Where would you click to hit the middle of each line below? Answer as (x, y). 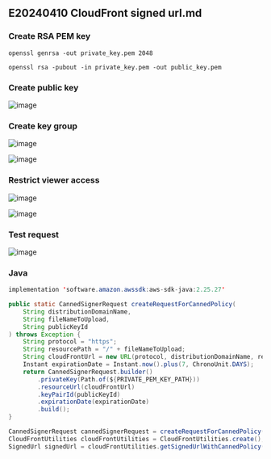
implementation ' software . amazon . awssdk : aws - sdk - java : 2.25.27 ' (117, 290)
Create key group (43, 126)
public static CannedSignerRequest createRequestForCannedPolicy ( (122, 305)
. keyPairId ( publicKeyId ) (79, 394)
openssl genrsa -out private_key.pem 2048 (81, 53)
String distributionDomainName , (77, 312)
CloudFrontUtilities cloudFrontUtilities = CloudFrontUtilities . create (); (137, 439)
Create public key (44, 87)
